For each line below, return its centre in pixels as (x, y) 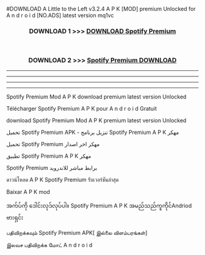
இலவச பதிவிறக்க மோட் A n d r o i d (49, 245)
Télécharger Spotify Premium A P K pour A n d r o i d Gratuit (82, 108)
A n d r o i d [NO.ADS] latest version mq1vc (60, 15)
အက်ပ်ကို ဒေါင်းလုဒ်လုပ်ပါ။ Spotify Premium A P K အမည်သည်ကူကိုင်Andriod (99, 205)
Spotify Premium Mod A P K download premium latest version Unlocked (96, 97)
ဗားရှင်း (15, 217)
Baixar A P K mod (28, 191)
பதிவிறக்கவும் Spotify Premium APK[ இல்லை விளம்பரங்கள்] (77, 232)
